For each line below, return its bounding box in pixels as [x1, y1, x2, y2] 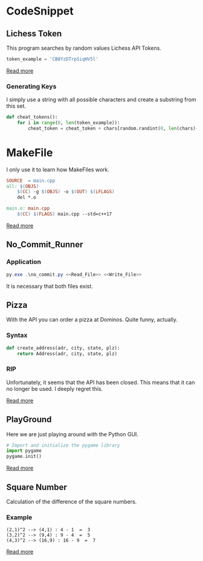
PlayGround [6, 414, 52, 425]
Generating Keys [6, 82, 57, 90]
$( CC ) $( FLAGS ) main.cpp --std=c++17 [17, 211, 112, 217]
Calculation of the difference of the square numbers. [6, 498, 137, 505]
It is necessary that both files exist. [6, 282, 94, 290]
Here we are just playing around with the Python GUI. [6, 430, 139, 437]
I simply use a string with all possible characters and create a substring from [6, 96, 196, 104]
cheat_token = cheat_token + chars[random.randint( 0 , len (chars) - [28, 125, 199, 131]
